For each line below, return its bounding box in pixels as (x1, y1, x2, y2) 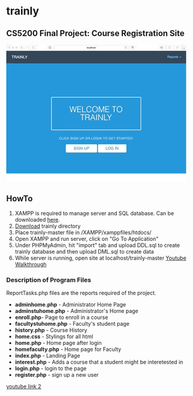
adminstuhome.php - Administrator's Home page (14, 308, 139, 315)
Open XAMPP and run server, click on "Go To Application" (14, 235, 159, 242)
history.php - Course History (14, 326, 88, 334)
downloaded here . (14, 216, 60, 223)
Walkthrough (14, 260, 47, 268)
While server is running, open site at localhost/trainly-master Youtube (14, 254, 187, 261)
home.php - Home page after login (14, 340, 102, 347)
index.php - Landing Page (14, 352, 81, 359)
